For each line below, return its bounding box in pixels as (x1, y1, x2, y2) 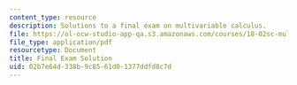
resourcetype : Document (9, 46, 97, 55)
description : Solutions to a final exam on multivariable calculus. (9, 21, 267, 30)
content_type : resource (9, 12, 97, 22)
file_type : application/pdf (9, 37, 113, 47)
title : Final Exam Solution (9, 54, 113, 63)
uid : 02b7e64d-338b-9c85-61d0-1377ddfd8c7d (9, 63, 172, 72)
